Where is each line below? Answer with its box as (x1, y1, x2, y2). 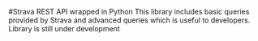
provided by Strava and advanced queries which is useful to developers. (8, 15, 251, 25)
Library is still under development (8, 24, 120, 33)
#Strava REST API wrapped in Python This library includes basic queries (8, 7, 250, 16)
